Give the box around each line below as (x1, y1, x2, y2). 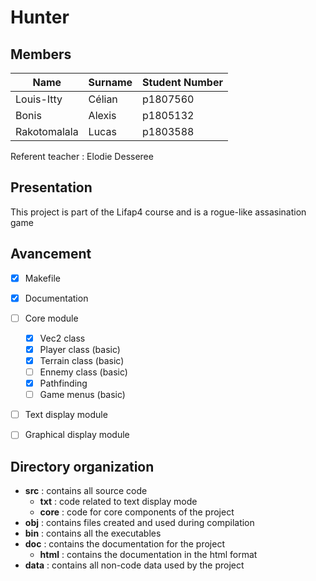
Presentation (10, 179, 93, 196)
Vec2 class (39, 332, 86, 344)
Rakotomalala (15, 125, 79, 138)
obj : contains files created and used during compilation (24, 517, 255, 529)
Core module (24, 312, 79, 324)
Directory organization (10, 458, 155, 475)
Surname (88, 76, 133, 89)
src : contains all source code (24, 485, 148, 497)
